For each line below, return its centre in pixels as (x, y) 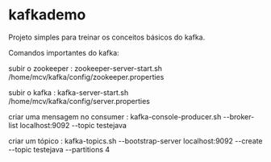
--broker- (239, 116)
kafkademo (47, 15)
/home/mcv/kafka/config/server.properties (79, 101)
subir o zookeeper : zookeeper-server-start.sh (85, 68)
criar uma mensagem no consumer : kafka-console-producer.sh (115, 116)
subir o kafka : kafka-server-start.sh (69, 92)
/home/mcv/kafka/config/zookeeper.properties (86, 77)
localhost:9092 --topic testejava (73, 125)
